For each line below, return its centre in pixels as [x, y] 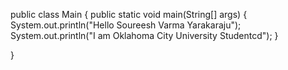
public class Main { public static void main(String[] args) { [129, 14]
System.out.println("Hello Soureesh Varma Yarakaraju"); [126, 25]
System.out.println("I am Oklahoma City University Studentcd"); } [144, 35]
